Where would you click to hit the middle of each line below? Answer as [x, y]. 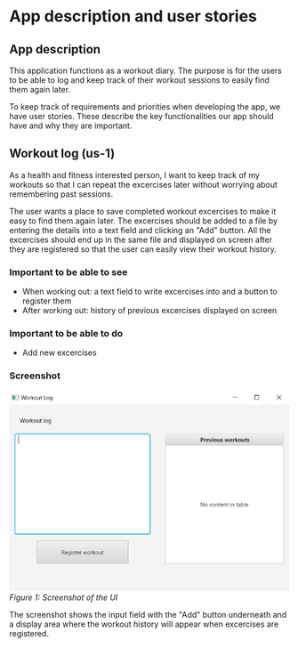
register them [47, 301]
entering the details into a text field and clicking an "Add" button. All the [140, 230]
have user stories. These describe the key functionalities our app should [141, 116]
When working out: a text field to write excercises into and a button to [149, 292]
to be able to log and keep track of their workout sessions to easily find [139, 80]
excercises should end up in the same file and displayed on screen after [141, 239]
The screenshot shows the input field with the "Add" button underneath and [148, 614]
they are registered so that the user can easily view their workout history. [143, 249]
